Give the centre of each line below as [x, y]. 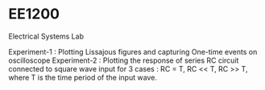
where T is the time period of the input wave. [83, 77]
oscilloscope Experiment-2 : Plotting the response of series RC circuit [124, 60]
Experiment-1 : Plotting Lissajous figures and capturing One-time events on [133, 51]
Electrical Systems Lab [46, 36]
